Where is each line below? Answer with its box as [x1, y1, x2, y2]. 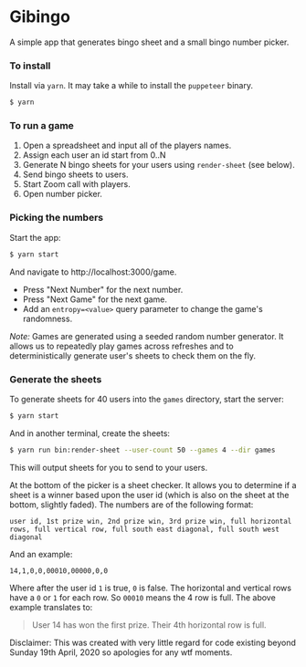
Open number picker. [22, 189, 103, 200]
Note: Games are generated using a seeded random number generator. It [9, 330, 284, 341]
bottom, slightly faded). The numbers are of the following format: [9, 499, 254, 510]
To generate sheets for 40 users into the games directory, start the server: [9, 393, 285, 404]
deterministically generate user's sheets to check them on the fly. [9, 349, 256, 361]
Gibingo [9, 6, 71, 27]
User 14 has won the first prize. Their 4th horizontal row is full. [31, 619, 267, 631]
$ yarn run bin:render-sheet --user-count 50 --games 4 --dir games [9, 445, 276, 454]
